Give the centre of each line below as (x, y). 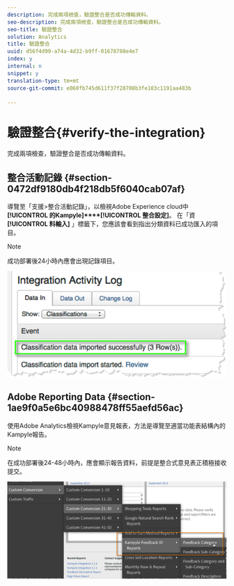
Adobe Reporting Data (56, 397)
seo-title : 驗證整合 (35, 29)
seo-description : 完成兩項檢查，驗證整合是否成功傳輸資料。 (86, 22)
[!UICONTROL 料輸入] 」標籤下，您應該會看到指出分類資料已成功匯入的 (110, 224)
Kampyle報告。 (29, 434)
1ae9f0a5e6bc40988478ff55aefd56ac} (95, 408)
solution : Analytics (37, 37)
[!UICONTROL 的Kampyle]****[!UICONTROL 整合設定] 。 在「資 (101, 215)
